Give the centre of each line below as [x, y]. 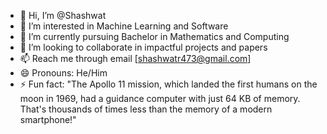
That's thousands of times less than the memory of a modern [146, 109]
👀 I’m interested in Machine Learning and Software [124, 26]
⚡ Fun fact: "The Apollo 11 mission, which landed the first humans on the [168, 84]
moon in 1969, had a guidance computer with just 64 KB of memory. [160, 98]
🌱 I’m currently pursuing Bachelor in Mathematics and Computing [154, 36]
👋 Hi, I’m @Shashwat [63, 15]
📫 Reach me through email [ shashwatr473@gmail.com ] [135, 58]
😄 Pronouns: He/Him [63, 73]
